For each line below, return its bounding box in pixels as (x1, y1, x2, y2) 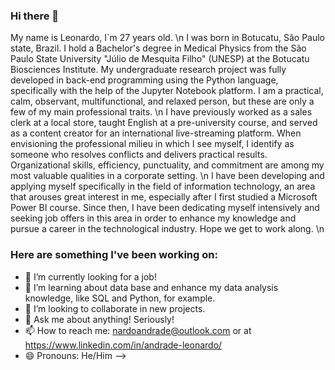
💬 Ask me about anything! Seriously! (24, 313, 175, 325)
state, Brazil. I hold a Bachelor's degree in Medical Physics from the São (10, 42, 307, 54)
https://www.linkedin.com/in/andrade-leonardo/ (24, 339, 223, 351)
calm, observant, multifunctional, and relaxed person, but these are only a (10, 95, 315, 108)
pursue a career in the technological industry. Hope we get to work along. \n (10, 223, 325, 235)
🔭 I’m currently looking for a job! (24, 270, 157, 283)
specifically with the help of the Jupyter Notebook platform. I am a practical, (10, 85, 324, 97)
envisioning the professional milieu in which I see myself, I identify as (10, 138, 295, 150)
